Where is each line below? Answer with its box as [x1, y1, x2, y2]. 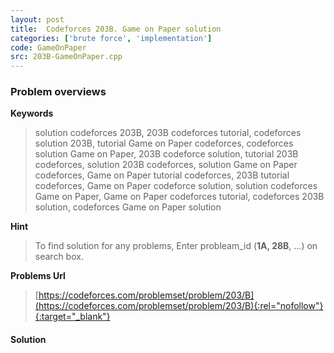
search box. [34, 251, 84, 263]
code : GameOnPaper [10, 42, 87, 53]
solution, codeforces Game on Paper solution [34, 201, 222, 213]
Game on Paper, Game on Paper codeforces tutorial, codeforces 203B [34, 191, 325, 203]
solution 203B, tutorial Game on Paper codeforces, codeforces [34, 137, 294, 150]
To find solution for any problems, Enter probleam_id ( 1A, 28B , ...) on [34, 240, 318, 252]
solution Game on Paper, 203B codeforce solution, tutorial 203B [34, 148, 299, 160]
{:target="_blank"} [34, 311, 111, 323]
